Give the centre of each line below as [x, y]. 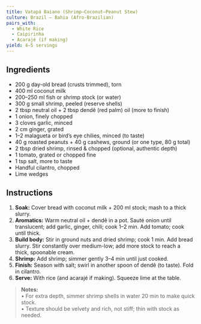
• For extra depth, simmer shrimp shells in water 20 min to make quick [108, 296]
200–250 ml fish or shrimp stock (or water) [68, 97]
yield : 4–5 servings [32, 46]
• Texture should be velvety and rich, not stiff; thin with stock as [100, 308]
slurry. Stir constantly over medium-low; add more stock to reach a [98, 246]
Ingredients [28, 70]
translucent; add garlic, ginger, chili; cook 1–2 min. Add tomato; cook [100, 226]
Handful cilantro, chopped [47, 167]
